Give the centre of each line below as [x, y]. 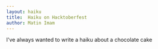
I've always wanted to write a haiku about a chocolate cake [79, 40]
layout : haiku [24, 12]
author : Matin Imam [31, 23]
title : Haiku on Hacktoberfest [47, 17]
